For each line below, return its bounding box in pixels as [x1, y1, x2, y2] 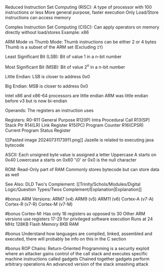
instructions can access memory [5, 15, 71, 20]
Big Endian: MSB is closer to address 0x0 [5, 83, 88, 89]
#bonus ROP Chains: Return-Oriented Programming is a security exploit [5, 245, 150, 251]
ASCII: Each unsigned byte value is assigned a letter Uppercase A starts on [5, 151, 157, 157]
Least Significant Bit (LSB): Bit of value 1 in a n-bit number [5, 54, 122, 60]
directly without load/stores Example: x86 [5, 30, 89, 35]
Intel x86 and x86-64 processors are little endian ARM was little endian [5, 92, 148, 98]
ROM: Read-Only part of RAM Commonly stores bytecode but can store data [5, 166, 160, 172]
